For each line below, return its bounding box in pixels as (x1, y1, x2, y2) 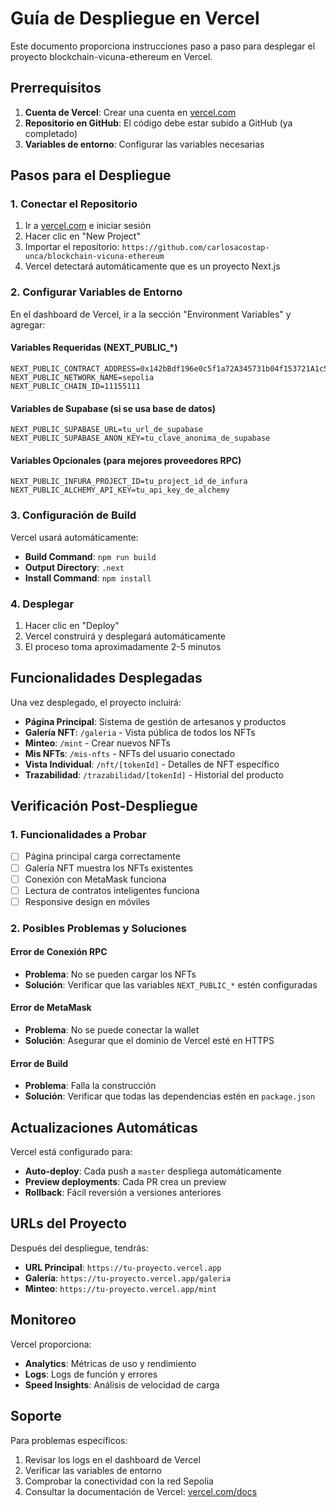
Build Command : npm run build (24, 550, 157, 562)
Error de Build (10, 1057, 69, 1069)
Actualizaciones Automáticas (10, 1119, 198, 1136)
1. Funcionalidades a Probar (10, 828, 147, 842)
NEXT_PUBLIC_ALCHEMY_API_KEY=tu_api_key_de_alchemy (10, 485, 230, 496)
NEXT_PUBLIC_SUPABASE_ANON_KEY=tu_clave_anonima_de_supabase (10, 433, 271, 444)
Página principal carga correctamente (24, 850, 181, 862)
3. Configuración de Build (10, 508, 137, 522)
